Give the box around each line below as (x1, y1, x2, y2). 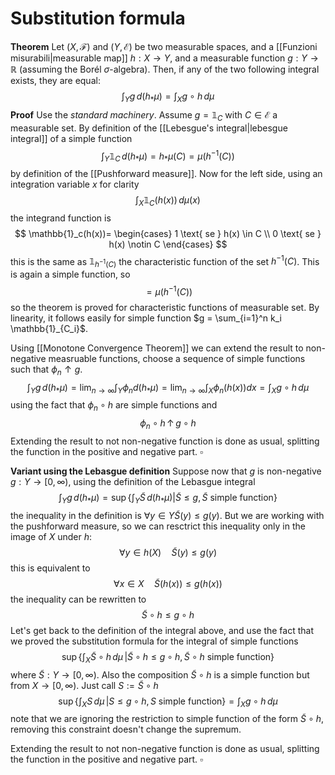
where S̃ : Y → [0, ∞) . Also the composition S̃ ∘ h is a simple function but (10, 668, 310, 681)
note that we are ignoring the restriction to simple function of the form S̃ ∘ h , (10, 713, 325, 725)
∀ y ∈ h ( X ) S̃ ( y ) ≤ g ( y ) (119, 546, 217, 558)
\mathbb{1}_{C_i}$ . (10, 322, 89, 334)
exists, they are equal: (10, 74, 101, 86)
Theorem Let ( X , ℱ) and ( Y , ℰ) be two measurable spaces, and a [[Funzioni (10, 40, 318, 52)
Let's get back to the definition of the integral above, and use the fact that (10, 624, 314, 636)
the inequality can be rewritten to (10, 593, 147, 605)
